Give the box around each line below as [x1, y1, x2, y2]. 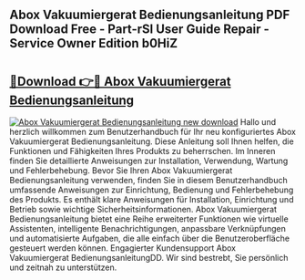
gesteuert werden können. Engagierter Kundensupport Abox [9, 243, 237, 254]
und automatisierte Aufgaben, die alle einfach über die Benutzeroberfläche [9, 233, 290, 244]
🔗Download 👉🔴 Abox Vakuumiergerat [9, 73, 231, 89]
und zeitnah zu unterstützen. [9, 262, 117, 273]
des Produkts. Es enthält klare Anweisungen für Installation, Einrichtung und [9, 194, 294, 204]
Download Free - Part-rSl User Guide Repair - [9, 22, 270, 37]
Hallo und [239, 117, 276, 127]
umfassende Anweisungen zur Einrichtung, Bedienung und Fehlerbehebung [9, 184, 294, 195]
